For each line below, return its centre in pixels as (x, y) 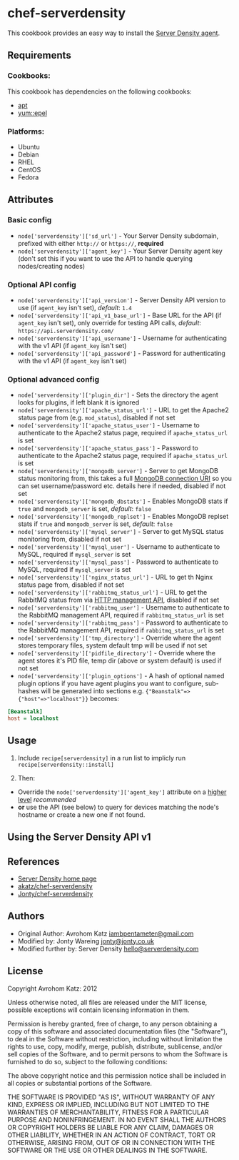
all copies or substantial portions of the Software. (80, 1083)
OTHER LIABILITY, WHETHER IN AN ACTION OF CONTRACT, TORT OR (111, 1135)
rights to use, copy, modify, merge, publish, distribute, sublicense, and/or (115, 1046)
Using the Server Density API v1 (79, 837)
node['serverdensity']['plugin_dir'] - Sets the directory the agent (118, 395)
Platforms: (26, 132)
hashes (29, 691)
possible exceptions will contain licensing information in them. (99, 1010)
